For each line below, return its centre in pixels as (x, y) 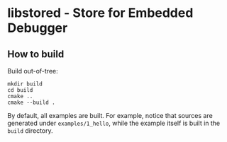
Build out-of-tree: (33, 71)
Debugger (38, 28)
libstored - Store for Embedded (100, 13)
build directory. (30, 131)
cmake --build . (31, 102)
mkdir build (25, 84)
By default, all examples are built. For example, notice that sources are (110, 116)
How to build (36, 54)
